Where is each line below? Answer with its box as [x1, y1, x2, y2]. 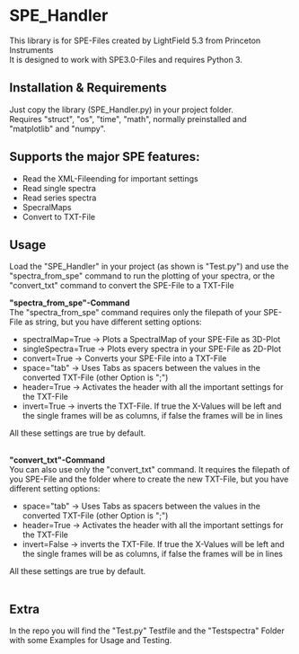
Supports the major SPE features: [9, 149, 200, 164]
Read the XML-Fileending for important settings [22, 172, 199, 184]
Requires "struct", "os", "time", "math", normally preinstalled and [9, 113, 247, 124]
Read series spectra [22, 192, 97, 203]
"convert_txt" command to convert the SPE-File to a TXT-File [9, 280, 235, 291]
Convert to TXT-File [22, 211, 96, 222]
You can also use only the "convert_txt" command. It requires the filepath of [9, 464, 290, 475]
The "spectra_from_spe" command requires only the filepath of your [9, 307, 262, 318]
